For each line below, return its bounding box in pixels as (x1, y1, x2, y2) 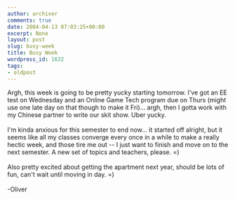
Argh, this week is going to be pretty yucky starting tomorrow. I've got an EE (7, 88, 227, 97)
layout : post (7, 36, 46, 43)
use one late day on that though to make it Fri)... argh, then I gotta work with (7, 103, 227, 111)
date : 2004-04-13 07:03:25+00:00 (7, 23, 105, 30)
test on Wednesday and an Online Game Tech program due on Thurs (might (7, 95, 227, 104)
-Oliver (7, 185, 27, 193)
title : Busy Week (7, 50, 58, 57)
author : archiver (7, 10, 58, 18)
